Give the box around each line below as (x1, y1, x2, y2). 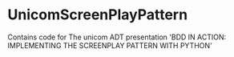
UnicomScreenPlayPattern (7, 6, 188, 24)
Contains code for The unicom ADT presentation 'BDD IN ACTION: (7, 32, 227, 42)
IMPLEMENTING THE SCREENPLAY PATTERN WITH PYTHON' (7, 40, 213, 50)
